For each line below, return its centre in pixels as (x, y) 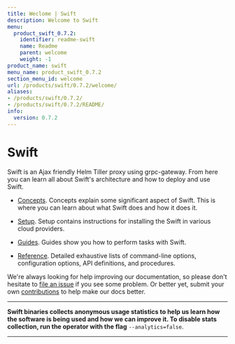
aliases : (20, 92)
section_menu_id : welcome (45, 79)
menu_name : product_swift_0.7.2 (54, 72)
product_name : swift (37, 66)
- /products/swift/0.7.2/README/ (56, 105)
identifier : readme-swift (58, 40)
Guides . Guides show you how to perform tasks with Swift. (102, 242)
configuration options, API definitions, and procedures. (97, 263)
